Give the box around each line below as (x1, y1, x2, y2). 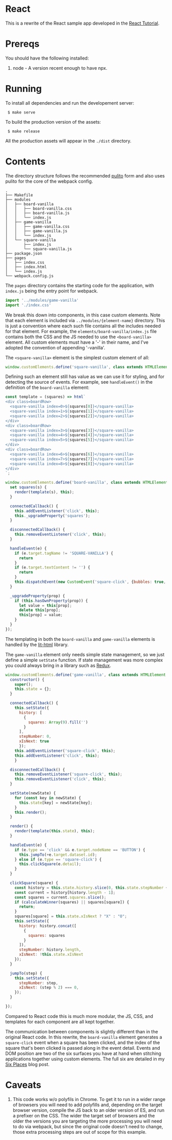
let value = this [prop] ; (18, 603, 72, 608)
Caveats (5, 1079, 41, 1091)
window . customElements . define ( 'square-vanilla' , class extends (5, 364, 143, 369)
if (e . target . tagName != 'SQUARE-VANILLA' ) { (14, 551, 114, 556)
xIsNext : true (18, 739, 50, 744)
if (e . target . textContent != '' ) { (14, 565, 91, 570)
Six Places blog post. (5, 1061, 50, 1067)
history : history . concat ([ (18, 923, 77, 929)
